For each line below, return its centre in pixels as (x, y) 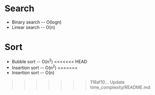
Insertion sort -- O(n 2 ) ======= (45, 67)
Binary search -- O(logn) (37, 22)
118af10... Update (108, 82)
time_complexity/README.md (120, 87)
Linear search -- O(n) (33, 27)
